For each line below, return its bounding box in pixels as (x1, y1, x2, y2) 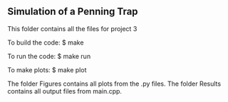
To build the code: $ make (7, 38, 84, 47)
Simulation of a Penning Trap (7, 6, 138, 18)
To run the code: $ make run (7, 52, 91, 60)
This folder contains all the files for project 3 (7, 24, 138, 33)
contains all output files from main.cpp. (7, 86, 123, 95)
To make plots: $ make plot (7, 65, 87, 74)
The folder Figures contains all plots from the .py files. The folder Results (7, 79, 222, 88)
